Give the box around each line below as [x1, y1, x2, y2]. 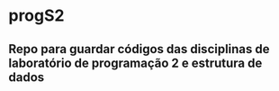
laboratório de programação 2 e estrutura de [8, 55, 263, 70]
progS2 [8, 5, 65, 26]
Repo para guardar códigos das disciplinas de [8, 41, 271, 57]
